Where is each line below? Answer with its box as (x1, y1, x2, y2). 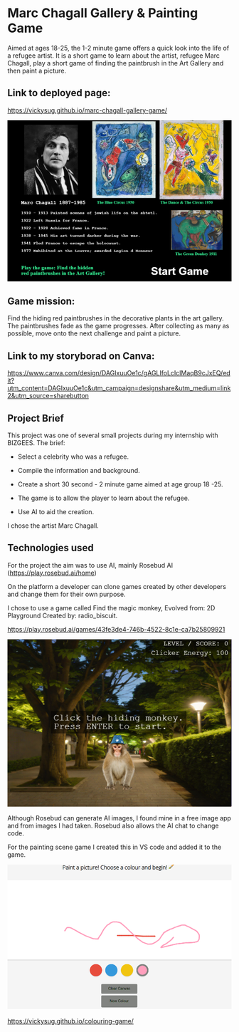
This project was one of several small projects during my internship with (7, 431, 218, 439)
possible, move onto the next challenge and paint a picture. (7, 329, 181, 338)
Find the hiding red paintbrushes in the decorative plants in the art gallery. (7, 314, 224, 323)
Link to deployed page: (7, 87, 111, 99)
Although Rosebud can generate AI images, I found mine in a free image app (7, 813, 231, 822)
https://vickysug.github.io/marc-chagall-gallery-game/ (7, 105, 168, 115)
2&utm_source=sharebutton (7, 392, 89, 400)
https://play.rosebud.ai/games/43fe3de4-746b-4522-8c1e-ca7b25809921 (7, 625, 225, 633)
